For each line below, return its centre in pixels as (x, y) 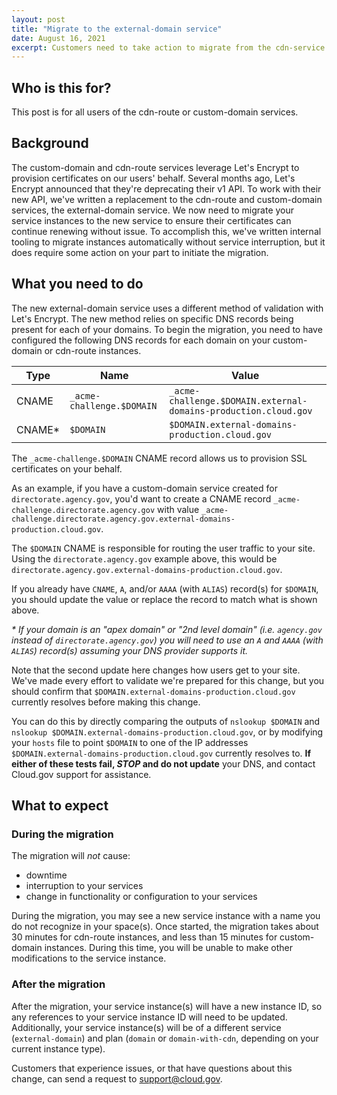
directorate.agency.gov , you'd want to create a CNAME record (141, 498)
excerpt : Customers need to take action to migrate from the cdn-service (168, 47)
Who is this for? (61, 87)
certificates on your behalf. (67, 468)
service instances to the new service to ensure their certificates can (151, 220)
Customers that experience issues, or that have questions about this (152, 1068)
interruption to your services (84, 886)
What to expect (60, 806)
